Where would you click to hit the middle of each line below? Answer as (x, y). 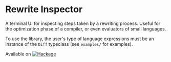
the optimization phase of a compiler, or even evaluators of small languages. (86, 28)
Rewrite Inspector (44, 9)
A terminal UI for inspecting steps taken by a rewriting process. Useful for (83, 23)
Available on (18, 54)
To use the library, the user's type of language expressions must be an (80, 39)
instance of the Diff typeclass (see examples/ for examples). (69, 44)
